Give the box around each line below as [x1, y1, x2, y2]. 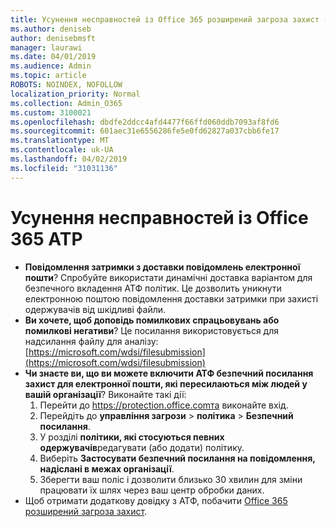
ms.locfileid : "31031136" [10, 163, 118, 173]
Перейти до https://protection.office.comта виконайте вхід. [39, 399, 289, 411]
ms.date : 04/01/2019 [10, 52, 97, 62]
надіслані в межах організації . [39, 462, 175, 475]
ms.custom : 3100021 [10, 107, 92, 118]
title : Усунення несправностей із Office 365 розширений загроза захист [10, 14, 320, 25]
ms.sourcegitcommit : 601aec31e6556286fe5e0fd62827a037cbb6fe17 [10, 126, 280, 136]
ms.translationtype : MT [10, 136, 110, 146]
